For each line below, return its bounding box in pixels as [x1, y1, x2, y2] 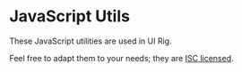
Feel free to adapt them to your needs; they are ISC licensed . [9, 52, 235, 63]
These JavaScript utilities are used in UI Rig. [9, 36, 172, 46]
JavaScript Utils [9, 6, 130, 27]
